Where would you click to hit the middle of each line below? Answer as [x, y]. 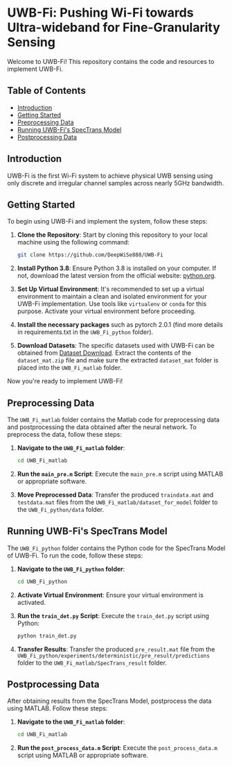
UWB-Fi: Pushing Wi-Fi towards [100, 13]
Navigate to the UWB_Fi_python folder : [71, 569]
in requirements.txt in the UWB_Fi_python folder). [85, 332]
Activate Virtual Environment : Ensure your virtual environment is [110, 594]
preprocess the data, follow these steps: [65, 435]
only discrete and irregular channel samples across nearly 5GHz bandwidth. [116, 183]
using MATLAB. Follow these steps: [57, 708]
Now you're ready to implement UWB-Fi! [65, 381]
